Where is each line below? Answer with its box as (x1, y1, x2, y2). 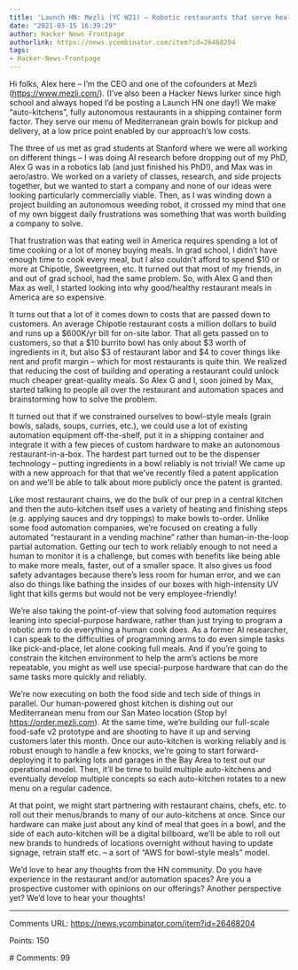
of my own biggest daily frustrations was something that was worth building (9, 209, 286, 219)
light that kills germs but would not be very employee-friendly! (9, 589, 237, 598)
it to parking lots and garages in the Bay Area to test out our (47, 755, 266, 765)
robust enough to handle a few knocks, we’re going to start (9, 746, 225, 755)
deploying (9, 755, 46, 765)
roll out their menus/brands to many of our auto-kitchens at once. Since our (9, 810, 286, 820)
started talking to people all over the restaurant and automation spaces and (9, 385, 284, 395)
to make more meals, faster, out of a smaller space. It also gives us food (9, 560, 272, 570)
